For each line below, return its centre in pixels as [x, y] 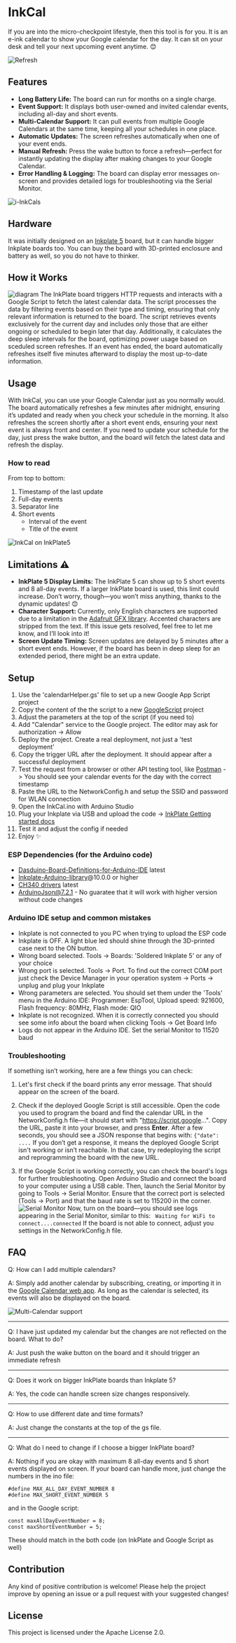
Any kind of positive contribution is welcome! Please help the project [107, 1586]
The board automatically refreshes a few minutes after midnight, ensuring [114, 408]
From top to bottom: [37, 478]
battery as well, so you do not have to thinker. [74, 256]
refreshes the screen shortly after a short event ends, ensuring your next [113, 423]
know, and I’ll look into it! [54, 634]
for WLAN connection [49, 799]
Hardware [30, 224]
